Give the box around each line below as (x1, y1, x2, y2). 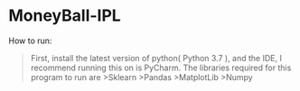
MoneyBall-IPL (8, 5, 121, 26)
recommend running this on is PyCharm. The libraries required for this (30, 62, 292, 73)
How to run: (8, 35, 52, 46)
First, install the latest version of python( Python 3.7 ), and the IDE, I (30, 52, 282, 63)
